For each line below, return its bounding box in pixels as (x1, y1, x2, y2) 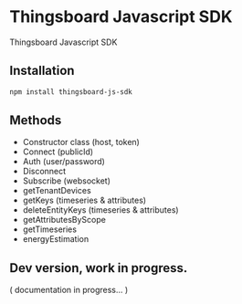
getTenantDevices (22, 185, 91, 196)
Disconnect (22, 166, 67, 177)
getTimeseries (22, 224, 78, 235)
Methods (9, 112, 62, 129)
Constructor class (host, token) (22, 137, 140, 148)
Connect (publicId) (22, 146, 94, 157)
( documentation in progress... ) (9, 285, 129, 296)
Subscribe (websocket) (22, 175, 111, 186)
